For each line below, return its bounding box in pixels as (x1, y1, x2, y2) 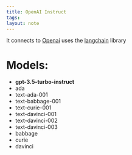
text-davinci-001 (15, 111, 57, 118)
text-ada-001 (15, 91, 48, 98)
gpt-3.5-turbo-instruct (15, 78, 75, 86)
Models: (6, 58, 49, 72)
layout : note (6, 20, 40, 26)
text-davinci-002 (15, 117, 58, 125)
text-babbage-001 (15, 98, 61, 105)
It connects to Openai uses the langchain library (6, 37, 127, 44)
